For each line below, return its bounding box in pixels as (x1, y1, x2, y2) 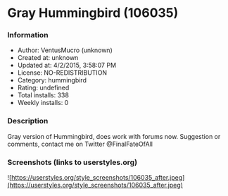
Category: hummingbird (17, 76, 87, 85)
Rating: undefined (17, 83, 70, 92)
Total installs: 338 (17, 91, 69, 99)
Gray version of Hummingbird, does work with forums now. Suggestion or (7, 132, 221, 140)
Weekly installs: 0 (17, 99, 69, 107)
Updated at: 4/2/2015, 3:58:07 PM (17, 61, 117, 70)
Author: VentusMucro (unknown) (17, 46, 113, 54)
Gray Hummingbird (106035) (7, 5, 179, 21)
